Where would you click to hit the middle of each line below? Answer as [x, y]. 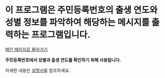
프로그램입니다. [61, 35]
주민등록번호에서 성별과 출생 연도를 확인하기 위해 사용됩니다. [63, 60]
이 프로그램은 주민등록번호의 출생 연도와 [82, 10]
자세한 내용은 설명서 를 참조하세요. [38, 70]
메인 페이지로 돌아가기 [27, 49]
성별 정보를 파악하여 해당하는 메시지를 [78, 22]
